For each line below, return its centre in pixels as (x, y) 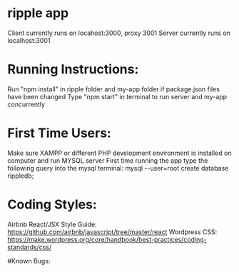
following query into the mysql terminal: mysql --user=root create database (118, 168)
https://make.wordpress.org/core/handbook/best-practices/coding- (107, 239)
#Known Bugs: (29, 261)
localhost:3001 (29, 40)
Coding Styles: (52, 204)
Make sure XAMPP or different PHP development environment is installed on (119, 153)
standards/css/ (30, 247)
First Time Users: (60, 133)
